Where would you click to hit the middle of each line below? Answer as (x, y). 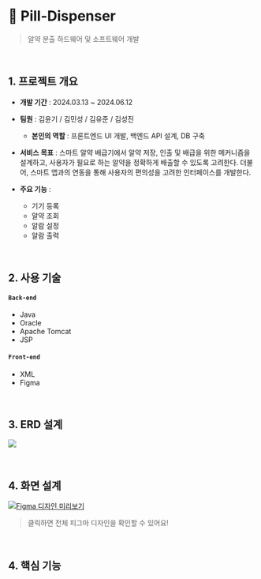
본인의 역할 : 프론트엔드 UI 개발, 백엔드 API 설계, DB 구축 (118, 135)
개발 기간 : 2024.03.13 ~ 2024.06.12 (76, 102)
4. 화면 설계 (35, 485)
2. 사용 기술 (35, 278)
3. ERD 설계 (35, 425)
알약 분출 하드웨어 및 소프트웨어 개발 (83, 39)
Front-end (24, 357)
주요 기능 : (35, 189)
